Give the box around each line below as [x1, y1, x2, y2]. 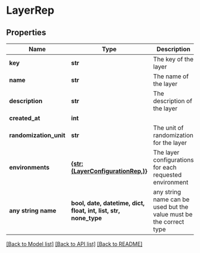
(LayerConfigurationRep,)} [71, 167, 148, 175]
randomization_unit [9, 131, 65, 139]
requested [153, 171, 182, 179]
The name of [153, 72, 189, 81]
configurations [153, 156, 194, 164]
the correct [153, 218, 185, 226]
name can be [153, 195, 190, 203]
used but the [153, 203, 189, 211]
